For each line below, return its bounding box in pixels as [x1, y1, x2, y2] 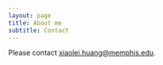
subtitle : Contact [8, 26, 69, 34]
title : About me [8, 19, 62, 27]
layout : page [8, 11, 52, 20]
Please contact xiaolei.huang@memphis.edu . [8, 48, 157, 58]
